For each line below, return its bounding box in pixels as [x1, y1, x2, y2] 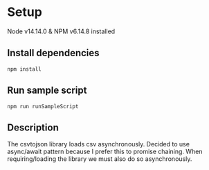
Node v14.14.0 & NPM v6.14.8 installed [7, 27, 116, 35]
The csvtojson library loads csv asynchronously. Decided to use [7, 140, 190, 148]
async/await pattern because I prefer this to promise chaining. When [7, 147, 203, 156]
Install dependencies [7, 47, 100, 59]
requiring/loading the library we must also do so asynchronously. [7, 155, 192, 163]
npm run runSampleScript [7, 103, 79, 110]
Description [7, 121, 59, 133]
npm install [7, 65, 42, 73]
